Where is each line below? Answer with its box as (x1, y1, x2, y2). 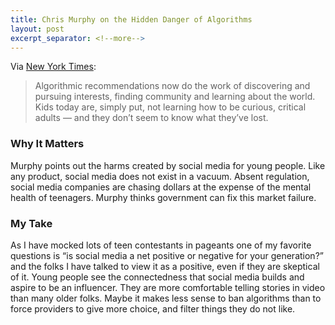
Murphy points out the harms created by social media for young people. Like (10, 159, 326, 171)
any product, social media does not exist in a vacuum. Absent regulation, (10, 170, 310, 182)
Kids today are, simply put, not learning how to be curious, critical (34, 101, 307, 113)
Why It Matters (10, 137, 85, 151)
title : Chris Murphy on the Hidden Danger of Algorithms (10, 14, 253, 25)
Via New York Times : (10, 61, 97, 73)
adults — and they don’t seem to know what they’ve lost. (34, 112, 269, 124)
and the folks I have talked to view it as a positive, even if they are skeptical (10, 260, 320, 272)
